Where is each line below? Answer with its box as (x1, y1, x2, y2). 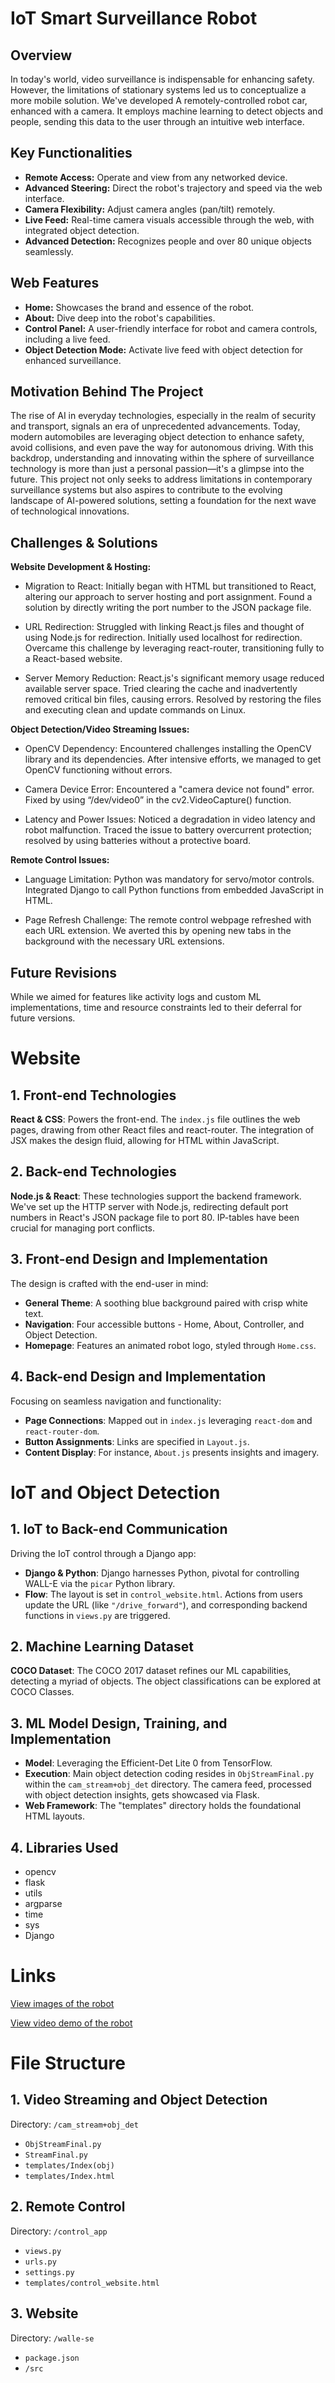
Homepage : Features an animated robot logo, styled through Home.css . (24, 1339, 317, 1351)
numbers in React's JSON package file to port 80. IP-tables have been (10, 1211, 300, 1223)
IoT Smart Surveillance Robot (10, 7, 258, 30)
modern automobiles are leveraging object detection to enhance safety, (10, 431, 305, 443)
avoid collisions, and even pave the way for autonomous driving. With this (10, 442, 314, 454)
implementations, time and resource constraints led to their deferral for (10, 1002, 303, 1014)
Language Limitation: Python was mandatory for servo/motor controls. (24, 873, 315, 886)
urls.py (24, 2257, 57, 2267)
